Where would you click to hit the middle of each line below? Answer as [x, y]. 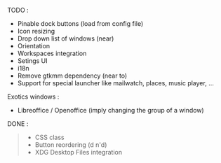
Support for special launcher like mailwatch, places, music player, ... [115, 83]
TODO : [18, 10]
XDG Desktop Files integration [79, 152]
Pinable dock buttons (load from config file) [80, 23]
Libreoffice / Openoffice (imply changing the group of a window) [111, 110]
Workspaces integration [52, 53]
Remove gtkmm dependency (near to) [72, 76]
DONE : [18, 124]
